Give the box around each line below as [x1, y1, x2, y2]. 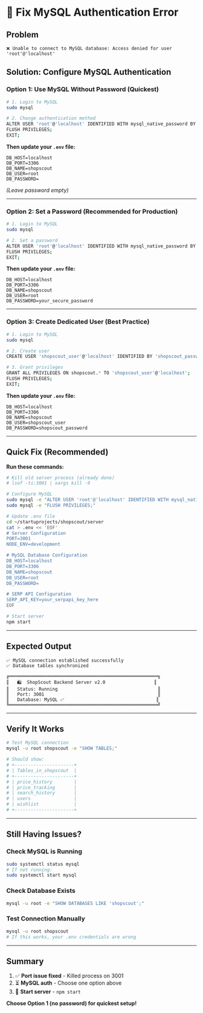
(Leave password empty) [6, 187, 69, 194]
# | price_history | [6, 779, 77, 785]
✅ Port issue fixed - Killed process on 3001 [14, 972, 124, 980]
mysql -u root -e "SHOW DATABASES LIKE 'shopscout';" [6, 900, 145, 906]
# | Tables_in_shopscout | [6, 767, 77, 773]
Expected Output [6, 641, 72, 651]
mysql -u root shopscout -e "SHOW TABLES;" [6, 746, 118, 752]
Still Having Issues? [6, 829, 82, 840]
